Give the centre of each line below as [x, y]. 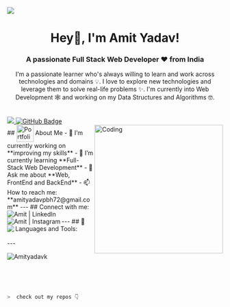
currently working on [37, 146]
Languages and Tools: [47, 229]
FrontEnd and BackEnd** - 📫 [49, 183]
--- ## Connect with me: [55, 207]
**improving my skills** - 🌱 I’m [50, 153]
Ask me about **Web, [39, 175]
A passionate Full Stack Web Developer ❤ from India [115, 60]
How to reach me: [32, 193]
